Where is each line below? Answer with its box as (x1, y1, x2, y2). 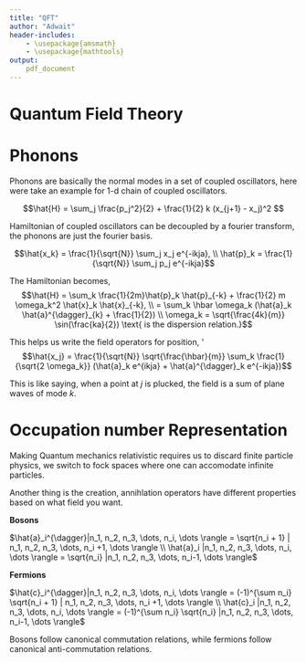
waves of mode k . (9, 388, 77, 398)
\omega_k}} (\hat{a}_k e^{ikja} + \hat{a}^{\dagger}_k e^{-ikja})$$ (47, 361, 292, 371)
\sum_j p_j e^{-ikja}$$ (132, 257, 216, 268)
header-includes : (9, 30, 76, 39)
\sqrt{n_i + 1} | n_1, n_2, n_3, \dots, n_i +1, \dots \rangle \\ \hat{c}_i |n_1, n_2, (9, 596, 291, 607)
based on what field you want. (9, 497, 123, 508)
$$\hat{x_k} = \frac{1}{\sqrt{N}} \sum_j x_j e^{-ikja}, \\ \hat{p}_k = (14, 248, 263, 258)
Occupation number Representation (9, 420, 288, 441)
